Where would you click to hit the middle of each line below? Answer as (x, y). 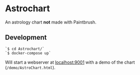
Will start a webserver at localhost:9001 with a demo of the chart (70, 62)
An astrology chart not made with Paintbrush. (51, 22)
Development (26, 37)
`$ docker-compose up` (28, 53)
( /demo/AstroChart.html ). (30, 67)
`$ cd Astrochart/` (25, 49)
